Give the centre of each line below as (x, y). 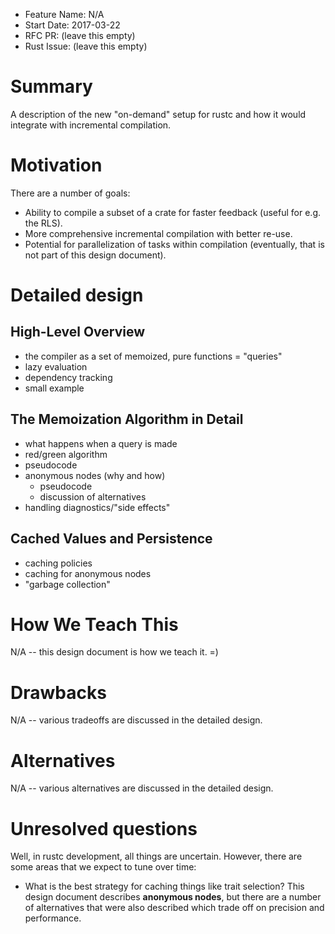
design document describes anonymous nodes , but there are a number (173, 897)
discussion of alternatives (93, 496)
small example (54, 388)
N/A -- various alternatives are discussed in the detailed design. (142, 788)
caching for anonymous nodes (88, 573)
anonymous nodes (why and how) (95, 475)
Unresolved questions (104, 828)
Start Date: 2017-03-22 (72, 25)
